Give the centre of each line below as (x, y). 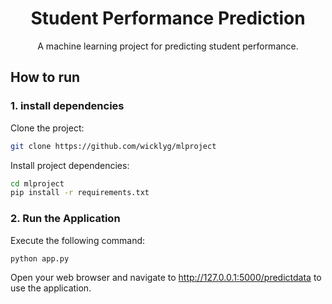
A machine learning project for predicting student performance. (168, 46)
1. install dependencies (67, 106)
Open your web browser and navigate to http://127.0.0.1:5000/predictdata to (166, 278)
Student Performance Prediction (168, 18)
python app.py (40, 258)
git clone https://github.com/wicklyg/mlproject (113, 146)
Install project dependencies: (70, 165)
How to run (45, 77)
